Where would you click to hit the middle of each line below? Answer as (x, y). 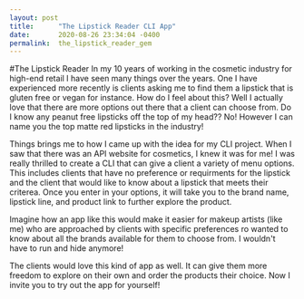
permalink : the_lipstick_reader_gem (81, 43)
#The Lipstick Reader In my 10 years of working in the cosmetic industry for (151, 69)
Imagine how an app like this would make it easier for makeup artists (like (146, 219)
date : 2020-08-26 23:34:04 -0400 (85, 34)
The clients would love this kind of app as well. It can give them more (138, 266)
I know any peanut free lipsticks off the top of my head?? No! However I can (151, 117)
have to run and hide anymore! (67, 248)
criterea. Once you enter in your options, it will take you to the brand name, (149, 192)
